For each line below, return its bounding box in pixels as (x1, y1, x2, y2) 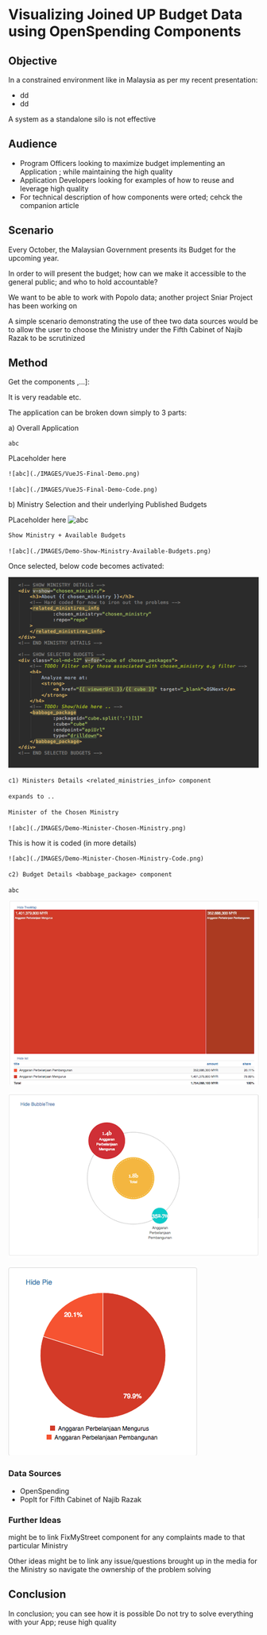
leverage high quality (19, 184, 89, 193)
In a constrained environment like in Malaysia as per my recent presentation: (8, 75, 258, 84)
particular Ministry (8, 1540, 68, 1550)
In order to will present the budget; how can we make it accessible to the (8, 269, 246, 278)
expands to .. (8, 793, 56, 801)
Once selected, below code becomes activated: (8, 562, 164, 571)
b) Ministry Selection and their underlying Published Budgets (8, 500, 207, 509)
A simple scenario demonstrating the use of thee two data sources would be (8, 316, 258, 326)
